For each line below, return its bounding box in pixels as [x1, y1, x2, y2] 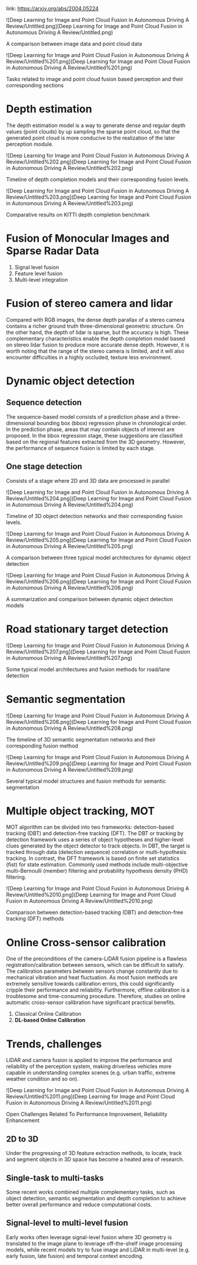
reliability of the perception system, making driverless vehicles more [6, 1063, 172, 1070]
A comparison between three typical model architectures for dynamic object [6, 554, 191, 561]
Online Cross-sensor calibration [6, 936, 166, 949]
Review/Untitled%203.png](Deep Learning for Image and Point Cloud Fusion [6, 193, 192, 201]
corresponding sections [6, 82, 64, 89]
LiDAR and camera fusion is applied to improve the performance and [6, 1057, 172, 1064]
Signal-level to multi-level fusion [6, 1218, 128, 1228]
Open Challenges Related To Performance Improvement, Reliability [6, 1111, 168, 1118]
